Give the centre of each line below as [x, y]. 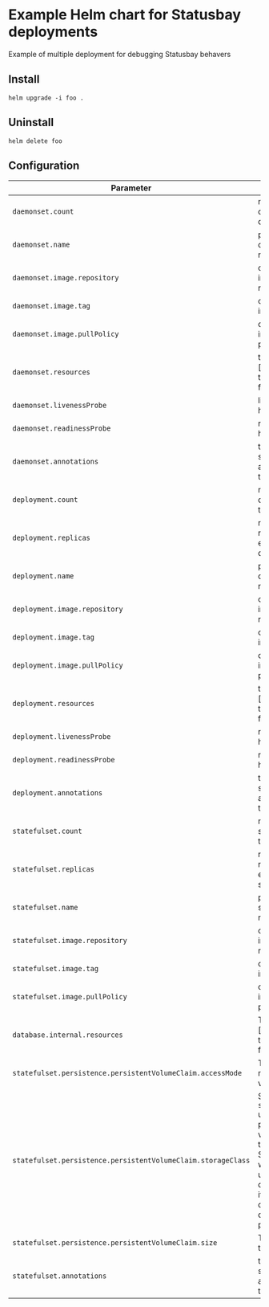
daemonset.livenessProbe [60, 406]
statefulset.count [47, 831]
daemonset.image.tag [51, 306]
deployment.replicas [51, 538]
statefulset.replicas [53, 870]
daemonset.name [41, 245]
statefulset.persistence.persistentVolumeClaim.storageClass [131, 1161]
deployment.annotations [58, 793]
